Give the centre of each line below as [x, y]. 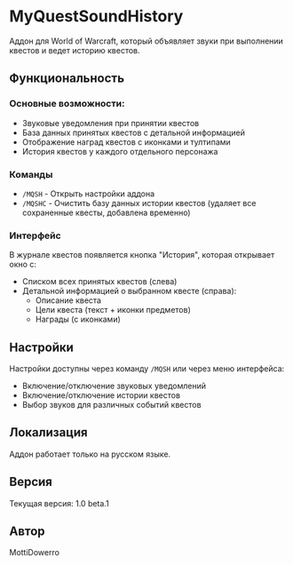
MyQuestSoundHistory [96, 16]
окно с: [23, 265]
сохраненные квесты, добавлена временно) [106, 212]
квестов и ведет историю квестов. [75, 50]
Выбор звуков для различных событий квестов [111, 405]
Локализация [48, 433]
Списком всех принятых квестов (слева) [99, 282]
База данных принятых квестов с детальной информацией [134, 132]
